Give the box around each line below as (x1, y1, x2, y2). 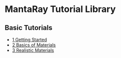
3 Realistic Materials (12, 47, 54, 53)
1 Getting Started (12, 36, 47, 42)
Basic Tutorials (5, 23, 52, 32)
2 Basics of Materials (12, 42, 56, 48)
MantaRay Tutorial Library (5, 3, 116, 15)
